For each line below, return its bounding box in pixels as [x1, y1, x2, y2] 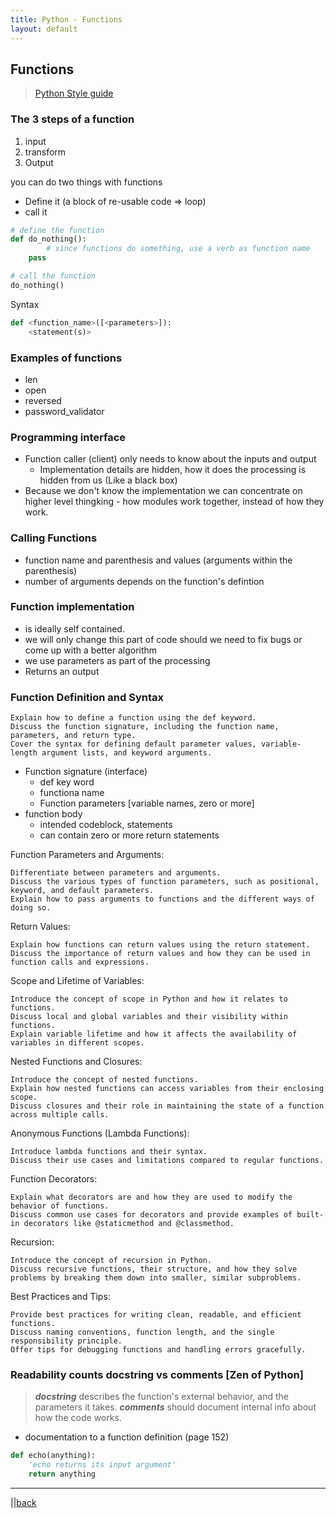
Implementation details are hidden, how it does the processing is [39, 464, 307, 476]
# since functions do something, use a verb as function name [46, 244, 311, 254]
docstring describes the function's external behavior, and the [34, 1391, 290, 1403]
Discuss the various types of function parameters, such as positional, [10, 877, 320, 887]
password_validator [24, 405, 105, 417]
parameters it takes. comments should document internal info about [34, 1401, 317, 1413]
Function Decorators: [10, 1173, 98, 1185]
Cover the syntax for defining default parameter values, [10, 739, 257, 750]
